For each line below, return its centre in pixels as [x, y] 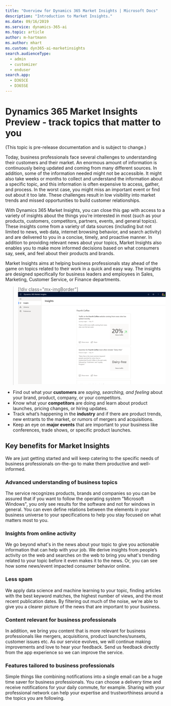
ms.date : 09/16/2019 [27, 21]
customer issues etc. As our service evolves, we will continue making [78, 641]
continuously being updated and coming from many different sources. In [81, 168]
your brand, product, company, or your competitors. [67, 397]
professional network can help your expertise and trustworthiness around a [84, 693]
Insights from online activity [41, 533]
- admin [18, 59]
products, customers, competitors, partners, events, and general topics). [81, 221]
